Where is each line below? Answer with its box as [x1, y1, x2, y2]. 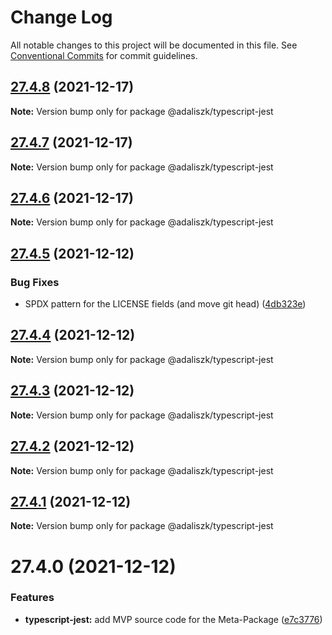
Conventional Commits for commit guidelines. [10, 49, 198, 61]
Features [10, 591, 55, 605]
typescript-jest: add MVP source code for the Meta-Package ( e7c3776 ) [24, 613, 323, 625]
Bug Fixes [10, 275, 60, 289]
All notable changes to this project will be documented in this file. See [10, 39, 298, 51]
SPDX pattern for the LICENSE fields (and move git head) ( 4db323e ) [24, 298, 307, 310]
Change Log [10, 6, 113, 29]
